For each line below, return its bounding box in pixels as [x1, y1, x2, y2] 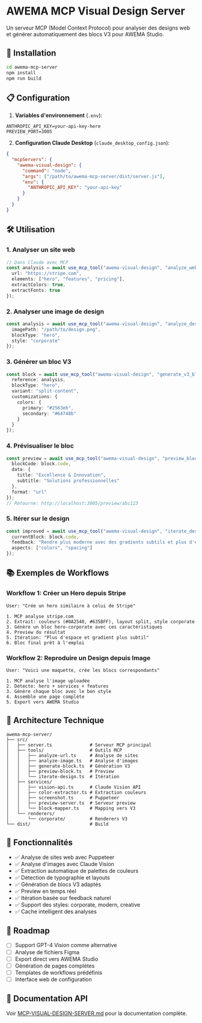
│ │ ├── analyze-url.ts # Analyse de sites [6, 752, 138, 758]
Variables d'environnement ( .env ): [14, 112, 103, 119]
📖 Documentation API [6, 993, 88, 1004]
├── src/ [6, 736, 28, 743]
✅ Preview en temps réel [14, 887, 76, 895]
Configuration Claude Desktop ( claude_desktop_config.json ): [14, 139, 170, 147]
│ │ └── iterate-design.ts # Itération [6, 773, 120, 779]
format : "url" [11, 489, 47, 495]
